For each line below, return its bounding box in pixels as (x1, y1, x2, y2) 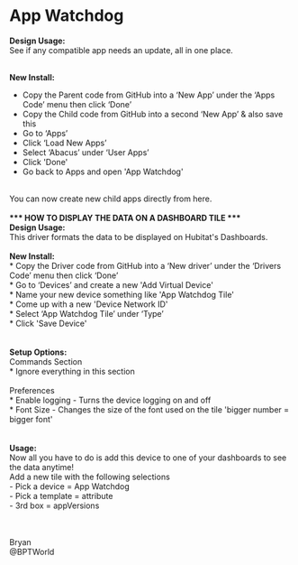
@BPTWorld (9, 546, 55, 557)
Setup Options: (9, 347, 68, 357)
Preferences (9, 384, 56, 395)
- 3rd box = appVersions (9, 500, 100, 511)
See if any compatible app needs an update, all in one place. (9, 44, 234, 55)
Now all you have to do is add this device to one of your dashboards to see (9, 452, 287, 463)
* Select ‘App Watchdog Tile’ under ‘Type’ (9, 308, 164, 319)
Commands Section (9, 356, 83, 366)
